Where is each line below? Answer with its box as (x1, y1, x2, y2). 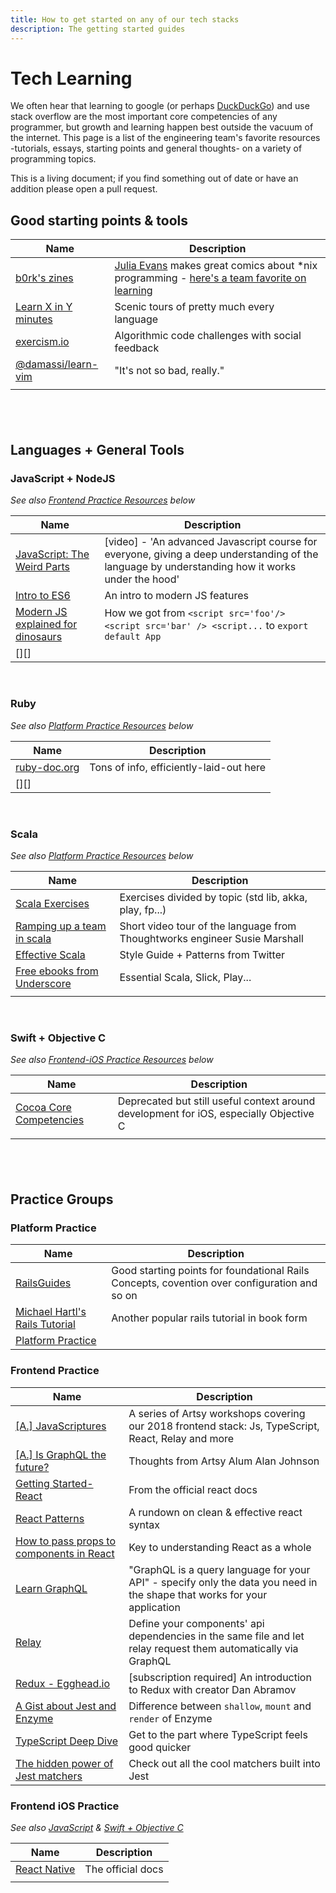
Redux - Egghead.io (15, 1676, 111, 1690)
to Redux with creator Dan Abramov (128, 1682, 297, 1696)
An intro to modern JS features (104, 589, 249, 603)
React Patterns (15, 1511, 85, 1525)
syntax (128, 1517, 161, 1531)
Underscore (15, 976, 72, 990)
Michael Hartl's (15, 1305, 87, 1319)
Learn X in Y (15, 300, 73, 314)
